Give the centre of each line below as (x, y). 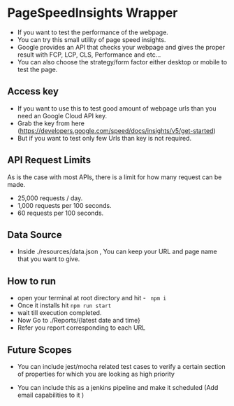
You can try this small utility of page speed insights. (92, 39)
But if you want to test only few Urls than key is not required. (104, 138)
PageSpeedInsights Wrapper (93, 13)
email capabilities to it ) (51, 395)
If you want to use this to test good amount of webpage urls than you (117, 108)
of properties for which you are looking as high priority (96, 374)
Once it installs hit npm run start (64, 305)
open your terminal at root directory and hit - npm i (92, 298)
